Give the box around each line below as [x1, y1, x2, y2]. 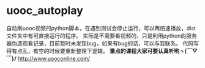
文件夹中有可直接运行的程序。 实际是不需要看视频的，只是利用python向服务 [6, 32, 197, 39]
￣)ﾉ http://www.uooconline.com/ [6, 55, 91, 62]
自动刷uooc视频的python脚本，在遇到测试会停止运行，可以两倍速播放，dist [6, 24, 196, 32]
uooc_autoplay [6, 4, 84, 18]
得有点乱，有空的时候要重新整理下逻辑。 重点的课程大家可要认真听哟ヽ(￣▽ [6, 47, 198, 55]
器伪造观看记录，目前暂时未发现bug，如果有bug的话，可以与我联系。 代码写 [6, 39, 199, 47]
